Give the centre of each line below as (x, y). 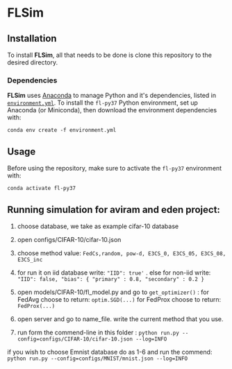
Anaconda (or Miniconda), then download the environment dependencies (112, 110)
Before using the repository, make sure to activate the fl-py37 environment (115, 169)
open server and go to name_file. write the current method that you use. (120, 319)
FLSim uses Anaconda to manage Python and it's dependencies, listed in (112, 96)
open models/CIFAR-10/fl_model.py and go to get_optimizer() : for (113, 292)
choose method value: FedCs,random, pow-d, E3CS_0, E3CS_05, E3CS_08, (122, 253)
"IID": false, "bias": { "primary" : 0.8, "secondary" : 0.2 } (111, 279)
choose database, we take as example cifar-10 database (98, 226)
